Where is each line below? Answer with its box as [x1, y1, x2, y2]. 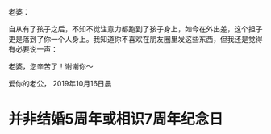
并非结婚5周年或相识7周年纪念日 [8, 110, 223, 128]
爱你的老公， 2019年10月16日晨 [8, 79, 112, 88]
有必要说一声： [8, 44, 58, 54]
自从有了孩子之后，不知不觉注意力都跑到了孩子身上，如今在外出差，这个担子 [8, 24, 263, 34]
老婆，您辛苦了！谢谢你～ [8, 61, 94, 71]
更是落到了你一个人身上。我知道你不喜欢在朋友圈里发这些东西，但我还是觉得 [8, 35, 263, 44]
